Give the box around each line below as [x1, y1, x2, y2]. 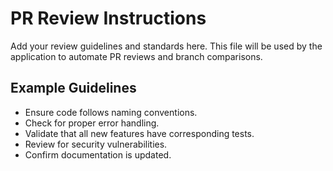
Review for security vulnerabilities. [24, 138, 168, 150]
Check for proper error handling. [24, 117, 160, 129]
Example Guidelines [10, 80, 137, 97]
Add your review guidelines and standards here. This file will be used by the [10, 40, 323, 52]
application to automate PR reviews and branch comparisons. [10, 50, 263, 62]
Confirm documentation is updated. [24, 148, 172, 161]
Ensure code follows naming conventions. [24, 106, 198, 118]
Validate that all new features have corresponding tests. [24, 127, 255, 139]
